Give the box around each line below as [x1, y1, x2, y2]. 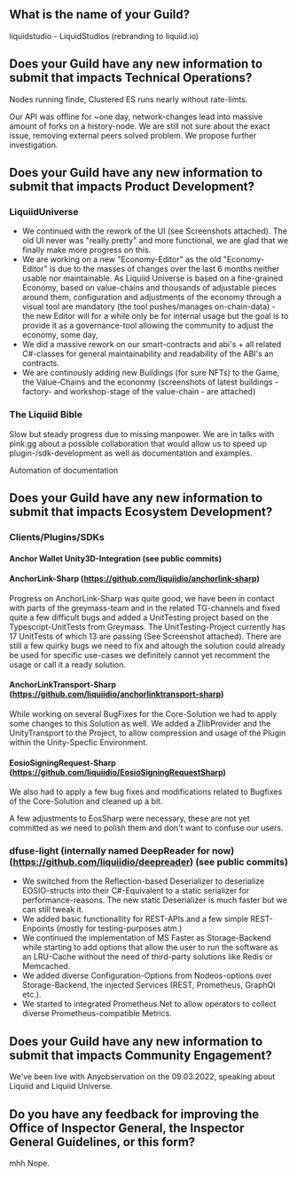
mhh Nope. [9, 1158, 51, 1169]
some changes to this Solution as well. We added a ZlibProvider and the [9, 718, 271, 728]
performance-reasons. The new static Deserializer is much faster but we [21, 895, 288, 905]
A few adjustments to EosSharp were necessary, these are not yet [9, 813, 250, 824]
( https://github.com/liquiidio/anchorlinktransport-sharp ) [9, 688, 224, 700]
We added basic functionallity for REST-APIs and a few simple [21, 914, 249, 925]
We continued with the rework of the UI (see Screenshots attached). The [21, 226, 288, 236]
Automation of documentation [9, 465, 119, 475]
